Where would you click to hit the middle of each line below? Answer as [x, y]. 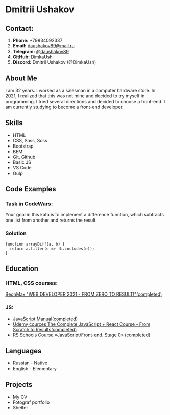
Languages [23, 351]
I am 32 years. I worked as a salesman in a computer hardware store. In [80, 90]
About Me [21, 78]
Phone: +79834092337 [38, 40]
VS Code [22, 167]
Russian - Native [30, 363]
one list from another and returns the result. [51, 220]
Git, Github [24, 157]
